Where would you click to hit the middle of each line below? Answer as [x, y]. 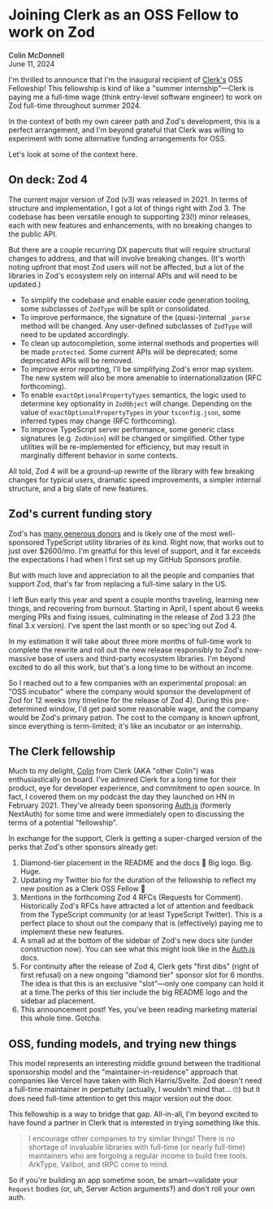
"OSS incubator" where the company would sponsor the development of [130, 691]
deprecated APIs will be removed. [77, 360]
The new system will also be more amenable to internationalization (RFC [141, 377]
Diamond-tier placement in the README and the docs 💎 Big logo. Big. [136, 863]
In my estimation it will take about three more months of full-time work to [130, 641]
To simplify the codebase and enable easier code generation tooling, [135, 300]
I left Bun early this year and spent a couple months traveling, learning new [134, 600]
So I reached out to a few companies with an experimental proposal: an [128, 682]
